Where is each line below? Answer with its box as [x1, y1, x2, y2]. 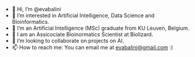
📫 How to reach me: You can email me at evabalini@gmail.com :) [11, 44, 173, 50]
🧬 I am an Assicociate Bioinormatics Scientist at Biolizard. [11, 31, 154, 38]
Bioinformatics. [11, 18, 50, 25]
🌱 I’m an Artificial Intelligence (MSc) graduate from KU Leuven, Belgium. [11, 24, 190, 31]
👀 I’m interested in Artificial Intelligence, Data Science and [11, 12, 155, 19]
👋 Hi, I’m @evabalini [11, 6, 62, 12]
